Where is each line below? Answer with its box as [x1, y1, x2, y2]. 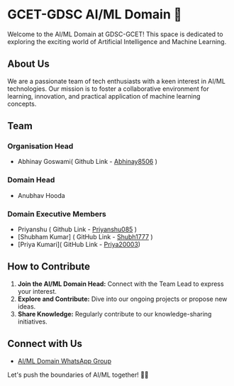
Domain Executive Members [7, 209, 106, 219]
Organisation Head [7, 141, 74, 151]
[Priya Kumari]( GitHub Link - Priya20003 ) [17, 241, 140, 249]
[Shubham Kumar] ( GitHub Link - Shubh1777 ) [17, 233, 154, 241]
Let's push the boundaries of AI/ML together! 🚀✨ [7, 370, 149, 379]
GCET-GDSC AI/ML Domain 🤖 [7, 6, 182, 23]
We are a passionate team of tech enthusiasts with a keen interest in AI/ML [7, 77, 225, 85]
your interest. [17, 287, 57, 295]
